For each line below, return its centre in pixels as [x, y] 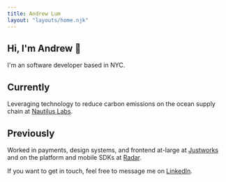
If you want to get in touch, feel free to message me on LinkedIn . [100, 171]
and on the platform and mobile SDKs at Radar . [74, 157]
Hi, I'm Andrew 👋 [44, 48]
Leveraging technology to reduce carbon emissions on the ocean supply [112, 104]
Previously [31, 133]
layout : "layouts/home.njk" [48, 20]
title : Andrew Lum [34, 14]
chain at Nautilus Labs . [40, 112]
